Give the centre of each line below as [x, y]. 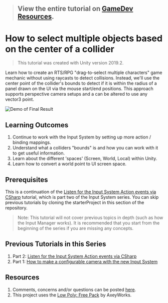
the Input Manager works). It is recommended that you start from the [89, 223]
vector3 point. [20, 99]
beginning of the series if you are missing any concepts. [75, 228]
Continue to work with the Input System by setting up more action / [82, 137]
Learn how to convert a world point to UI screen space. [69, 164]
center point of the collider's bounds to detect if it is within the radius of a [81, 84]
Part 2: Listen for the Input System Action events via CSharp [74, 256]
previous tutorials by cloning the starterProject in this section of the [75, 202]
